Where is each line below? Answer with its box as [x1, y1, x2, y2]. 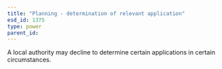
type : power [7, 23, 42, 30]
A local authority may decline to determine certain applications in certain [7, 48, 216, 57]
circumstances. [7, 56, 51, 64]
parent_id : [7, 29, 39, 37]
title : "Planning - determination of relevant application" [7, 10, 186, 17]
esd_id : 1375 [7, 17, 45, 23]
